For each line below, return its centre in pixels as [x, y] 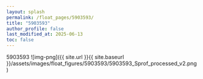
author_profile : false [35, 29]
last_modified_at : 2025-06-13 [45, 34]
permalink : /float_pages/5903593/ [50, 17]
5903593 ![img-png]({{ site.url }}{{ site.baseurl [65, 57]
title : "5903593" [28, 23]
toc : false [20, 40]
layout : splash [26, 12]
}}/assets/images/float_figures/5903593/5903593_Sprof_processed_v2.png [101, 63]
